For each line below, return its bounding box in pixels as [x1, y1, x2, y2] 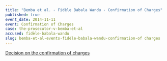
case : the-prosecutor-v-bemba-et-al [5, 26, 83, 32]
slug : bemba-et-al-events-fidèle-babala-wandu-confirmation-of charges [5, 36, 160, 41]
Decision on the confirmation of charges [5, 49, 90, 56]
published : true [5, 12, 40, 17]
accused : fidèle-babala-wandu [5, 31, 70, 36]
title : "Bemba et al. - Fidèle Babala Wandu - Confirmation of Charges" [5, 7, 163, 13]
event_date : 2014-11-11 [5, 17, 56, 22]
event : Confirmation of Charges [5, 21, 74, 27]
